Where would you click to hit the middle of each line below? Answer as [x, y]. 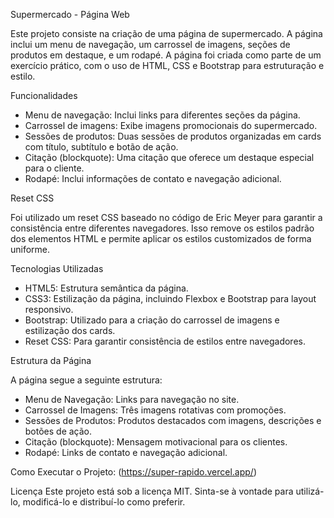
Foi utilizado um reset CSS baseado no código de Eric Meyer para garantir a [166, 217]
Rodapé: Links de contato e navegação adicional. [126, 452]
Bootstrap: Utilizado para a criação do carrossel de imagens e [152, 320]
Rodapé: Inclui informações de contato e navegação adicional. [153, 178]
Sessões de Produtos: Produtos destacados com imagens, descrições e [173, 420]
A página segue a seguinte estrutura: [86, 380]
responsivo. [49, 309]
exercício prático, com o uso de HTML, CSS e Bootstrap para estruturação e [167, 65]
